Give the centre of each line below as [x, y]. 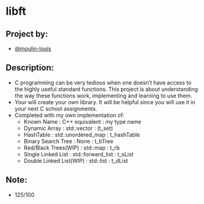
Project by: [27, 34]
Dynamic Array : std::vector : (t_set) [68, 128]
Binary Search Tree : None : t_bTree [68, 141]
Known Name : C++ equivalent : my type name [82, 121]
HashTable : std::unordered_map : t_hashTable [82, 134]
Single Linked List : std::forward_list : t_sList [78, 154]
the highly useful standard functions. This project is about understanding [106, 89]
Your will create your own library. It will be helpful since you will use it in [105, 102]
